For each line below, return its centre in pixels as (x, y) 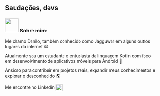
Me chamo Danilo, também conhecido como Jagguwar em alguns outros (78, 41)
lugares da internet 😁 (27, 46)
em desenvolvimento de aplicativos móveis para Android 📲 (64, 61)
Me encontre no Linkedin (30, 87)
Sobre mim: (33, 31)
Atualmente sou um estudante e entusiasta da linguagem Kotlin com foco (78, 56)
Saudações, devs (32, 8)
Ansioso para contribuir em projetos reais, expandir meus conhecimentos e (80, 70)
